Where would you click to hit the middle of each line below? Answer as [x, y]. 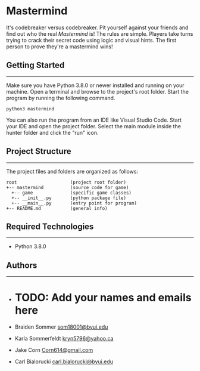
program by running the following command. [61, 98]
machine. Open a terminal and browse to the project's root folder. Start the [98, 91]
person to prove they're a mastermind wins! [60, 47]
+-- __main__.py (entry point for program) [74, 203]
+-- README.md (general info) [57, 208]
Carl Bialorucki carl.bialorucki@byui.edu [64, 361]
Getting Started [35, 65]
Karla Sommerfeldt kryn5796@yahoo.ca [64, 339]
